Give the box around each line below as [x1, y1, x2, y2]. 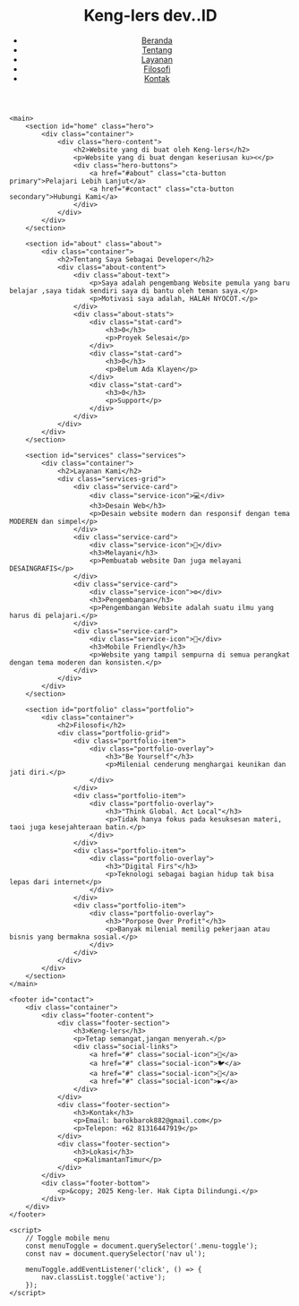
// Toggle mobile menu [25, 1233, 110, 1242]
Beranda [141, 35, 173, 46]
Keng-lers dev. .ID [83, 5, 218, 26]
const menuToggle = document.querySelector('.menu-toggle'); [25, 1242, 258, 1250]
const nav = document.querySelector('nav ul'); [25, 1249, 206, 1259]
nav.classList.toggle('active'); [41, 1273, 167, 1282]
